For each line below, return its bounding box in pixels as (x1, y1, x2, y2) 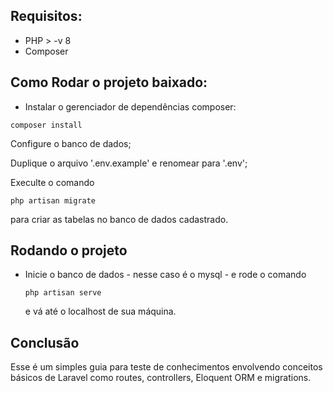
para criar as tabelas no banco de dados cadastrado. (10, 213, 229, 225)
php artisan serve (24, 288, 102, 298)
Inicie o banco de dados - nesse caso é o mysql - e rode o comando (24, 269, 307, 281)
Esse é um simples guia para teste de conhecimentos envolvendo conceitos (10, 361, 323, 373)
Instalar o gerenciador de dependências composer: (24, 100, 237, 113)
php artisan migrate (10, 195, 97, 206)
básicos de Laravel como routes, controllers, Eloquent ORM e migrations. (10, 372, 312, 384)
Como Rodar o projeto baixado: (10, 74, 208, 91)
